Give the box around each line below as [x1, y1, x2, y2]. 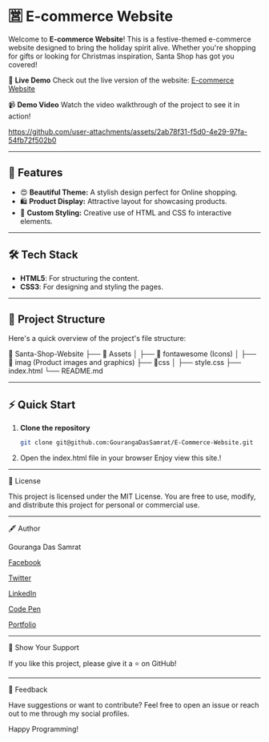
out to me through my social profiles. [8, 709, 130, 719]
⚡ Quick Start [8, 398, 76, 411]
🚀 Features [8, 166, 63, 180]
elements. [19, 216, 54, 226]
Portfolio [8, 620, 37, 629]
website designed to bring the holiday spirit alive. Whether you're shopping [8, 42, 256, 52]
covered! [8, 59, 38, 69]
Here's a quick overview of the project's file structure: [8, 334, 187, 343]
